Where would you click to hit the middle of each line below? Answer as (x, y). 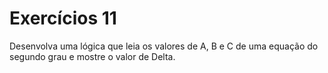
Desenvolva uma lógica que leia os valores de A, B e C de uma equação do (164, 46)
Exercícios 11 (63, 18)
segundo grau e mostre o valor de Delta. (92, 56)
